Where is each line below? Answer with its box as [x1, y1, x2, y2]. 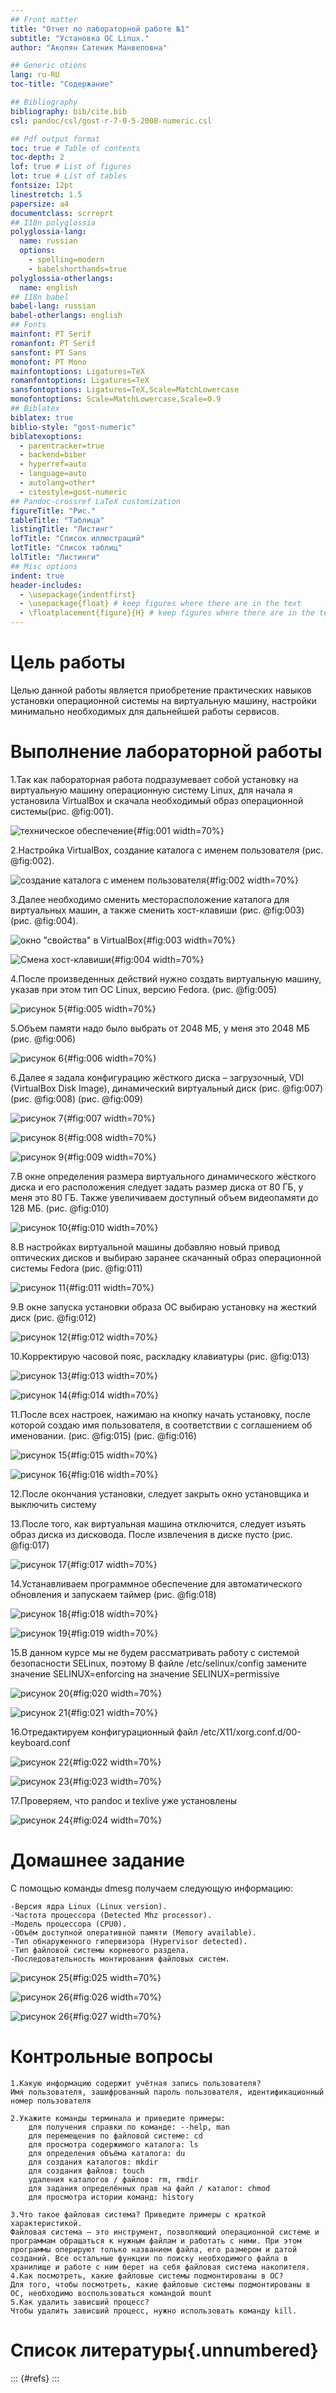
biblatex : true [10, 412, 74, 423]
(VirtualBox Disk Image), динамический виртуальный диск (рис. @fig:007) [10, 1082, 324, 1094]
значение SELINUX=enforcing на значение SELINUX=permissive [10, 1667, 280, 1680]
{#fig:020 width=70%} [68, 1687, 163, 1699]
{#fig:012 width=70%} [66, 1331, 158, 1343]
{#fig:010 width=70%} [67, 1221, 159, 1233]
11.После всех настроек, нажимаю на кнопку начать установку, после [10, 1408, 311, 1420]
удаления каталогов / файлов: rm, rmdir [28, 2174, 199, 2185]
